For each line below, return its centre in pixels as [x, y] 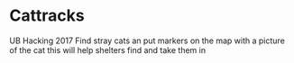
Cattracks [47, 16]
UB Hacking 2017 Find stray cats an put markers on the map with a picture [147, 40]
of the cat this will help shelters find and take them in [107, 49]
